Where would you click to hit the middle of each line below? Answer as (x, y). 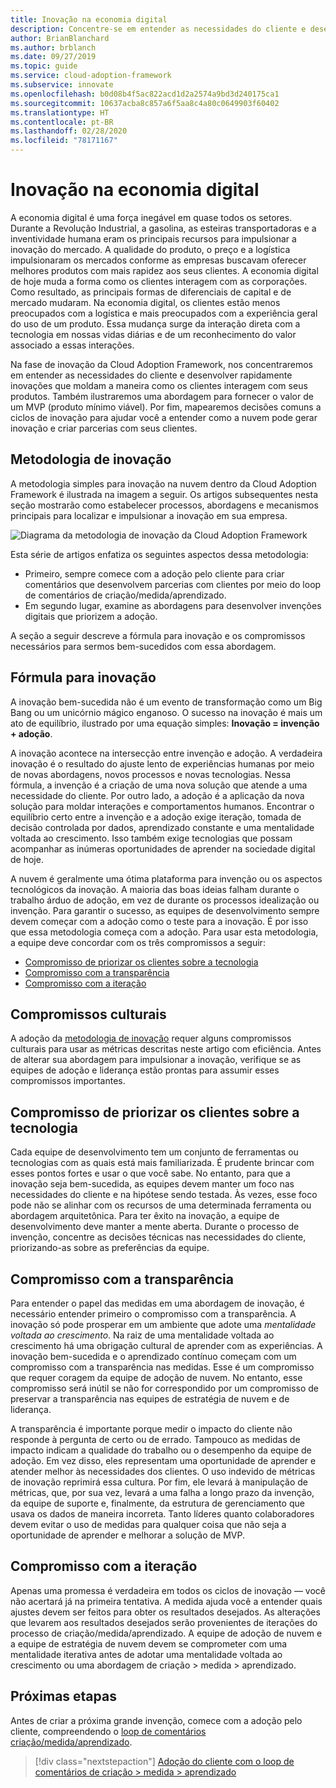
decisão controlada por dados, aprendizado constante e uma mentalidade (162, 827)
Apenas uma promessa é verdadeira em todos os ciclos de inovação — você (168, 1590)
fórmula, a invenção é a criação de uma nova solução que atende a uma (159, 785)
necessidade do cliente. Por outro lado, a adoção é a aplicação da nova (157, 795)
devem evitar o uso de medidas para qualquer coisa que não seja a (148, 1524)
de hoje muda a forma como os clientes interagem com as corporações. (159, 281)
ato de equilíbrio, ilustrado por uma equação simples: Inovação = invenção (165, 723)
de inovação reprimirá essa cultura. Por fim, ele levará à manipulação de (159, 1482)
